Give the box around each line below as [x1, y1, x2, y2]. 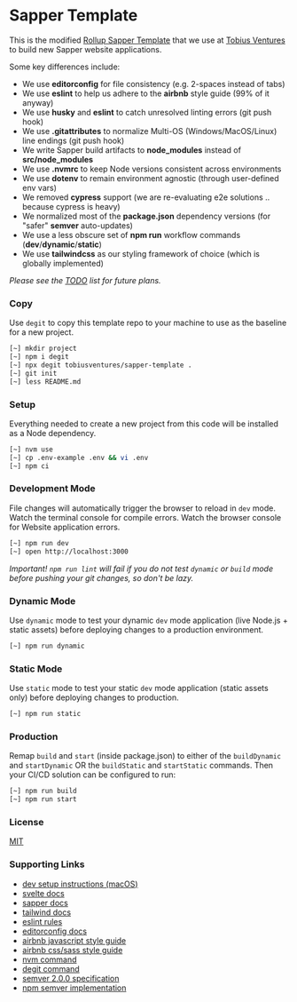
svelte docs [21, 887, 65, 898]
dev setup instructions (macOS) [21, 879, 139, 889]
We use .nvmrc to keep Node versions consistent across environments [21, 163, 282, 174]
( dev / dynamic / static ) [21, 239, 102, 250]
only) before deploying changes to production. [9, 692, 179, 703]
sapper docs [21, 897, 68, 908]
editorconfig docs [21, 926, 87, 936]
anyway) [21, 97, 54, 107]
